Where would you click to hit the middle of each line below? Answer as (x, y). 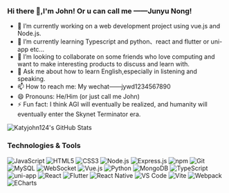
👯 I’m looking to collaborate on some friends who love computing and (116, 57)
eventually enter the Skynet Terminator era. (79, 114)
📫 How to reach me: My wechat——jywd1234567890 (94, 86)
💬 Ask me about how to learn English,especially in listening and (107, 71)
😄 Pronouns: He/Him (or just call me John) (79, 97)
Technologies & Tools (44, 146)
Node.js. (29, 33)
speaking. (31, 79)
